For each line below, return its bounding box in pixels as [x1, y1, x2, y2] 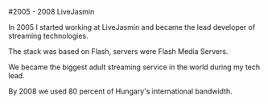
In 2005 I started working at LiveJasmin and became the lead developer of [8, 23, 256, 31]
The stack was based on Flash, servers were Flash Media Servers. [8, 47, 229, 56]
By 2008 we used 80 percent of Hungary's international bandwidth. [8, 86, 233, 96]
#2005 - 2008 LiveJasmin [8, 7, 95, 16]
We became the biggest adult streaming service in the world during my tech [8, 62, 261, 72]
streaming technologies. [8, 31, 89, 40]
